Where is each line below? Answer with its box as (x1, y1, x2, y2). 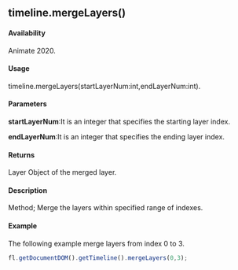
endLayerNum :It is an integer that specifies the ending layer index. (8, 132, 225, 141)
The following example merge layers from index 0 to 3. (8, 239, 185, 248)
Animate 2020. (8, 46, 57, 55)
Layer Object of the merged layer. (8, 168, 117, 177)
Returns (8, 150, 35, 160)
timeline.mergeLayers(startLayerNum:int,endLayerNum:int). (8, 81, 201, 91)
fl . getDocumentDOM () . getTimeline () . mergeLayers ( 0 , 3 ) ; (8, 253, 189, 262)
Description (8, 185, 48, 195)
